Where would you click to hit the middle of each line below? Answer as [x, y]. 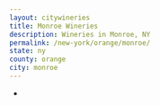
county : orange [38, 59]
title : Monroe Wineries [54, 26]
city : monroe [34, 68]
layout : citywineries [50, 17]
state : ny [28, 51]
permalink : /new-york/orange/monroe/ [80, 43]
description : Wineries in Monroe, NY [80, 34]
